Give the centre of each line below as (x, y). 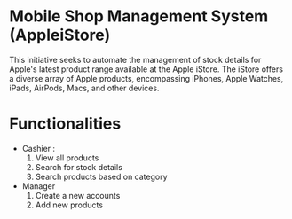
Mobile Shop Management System (139, 16)
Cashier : (39, 148)
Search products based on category (101, 176)
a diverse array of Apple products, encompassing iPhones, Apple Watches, (146, 78)
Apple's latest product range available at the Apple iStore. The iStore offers (146, 69)
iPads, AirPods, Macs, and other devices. (84, 88)
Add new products (69, 205)
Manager (39, 186)
